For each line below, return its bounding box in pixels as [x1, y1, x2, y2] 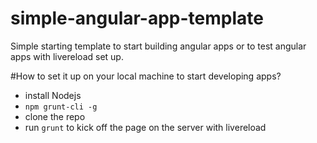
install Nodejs [24, 89, 82, 101]
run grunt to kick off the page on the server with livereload [24, 121, 267, 133]
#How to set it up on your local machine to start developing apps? [10, 70, 282, 82]
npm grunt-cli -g [24, 102, 98, 112]
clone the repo [24, 110, 86, 122]
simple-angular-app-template [10, 7, 264, 30]
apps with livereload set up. [10, 50, 124, 62]
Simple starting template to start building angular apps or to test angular [10, 40, 307, 52]
